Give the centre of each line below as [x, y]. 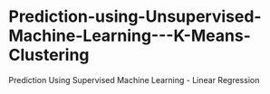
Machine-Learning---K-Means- [130, 36]
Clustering [49, 55]
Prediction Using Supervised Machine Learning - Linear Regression [134, 80]
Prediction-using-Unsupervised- [135, 17]
